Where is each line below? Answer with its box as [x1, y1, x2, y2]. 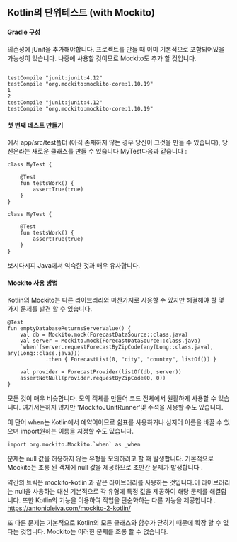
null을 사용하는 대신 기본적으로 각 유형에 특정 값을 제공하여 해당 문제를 [14, 487, 209, 495]
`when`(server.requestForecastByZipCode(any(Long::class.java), [20, 344, 214, 351]
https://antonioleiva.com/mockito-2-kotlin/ [7, 504, 131, 512]
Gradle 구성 [7, 28, 41, 36]
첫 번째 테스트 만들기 [7, 121, 64, 130]
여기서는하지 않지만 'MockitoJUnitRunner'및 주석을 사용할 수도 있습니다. [22, 403, 224, 411]
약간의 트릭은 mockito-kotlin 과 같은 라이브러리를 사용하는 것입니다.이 [7, 478, 200, 487]
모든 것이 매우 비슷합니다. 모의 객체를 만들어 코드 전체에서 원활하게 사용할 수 [7, 394, 217, 402]
